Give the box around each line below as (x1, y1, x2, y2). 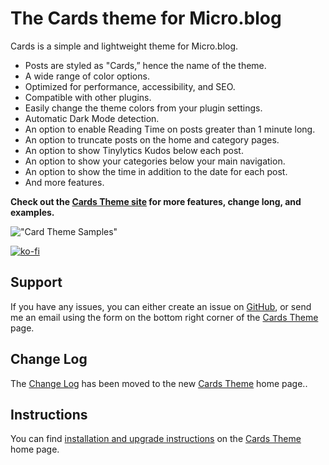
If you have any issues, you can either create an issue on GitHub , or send (10, 300, 312, 312)
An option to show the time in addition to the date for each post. (24, 165, 288, 177)
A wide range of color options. (24, 70, 150, 82)
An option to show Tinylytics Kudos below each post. (24, 144, 244, 156)
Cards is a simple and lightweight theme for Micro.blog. (10, 40, 239, 52)
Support (10, 274, 63, 291)
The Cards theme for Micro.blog (10, 7, 282, 30)
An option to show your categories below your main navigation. (24, 155, 286, 167)
